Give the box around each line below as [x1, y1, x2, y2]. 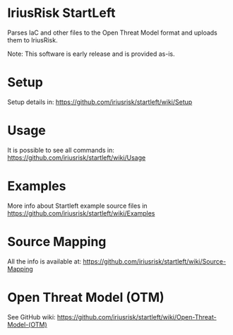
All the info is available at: [7, 257, 82, 266]
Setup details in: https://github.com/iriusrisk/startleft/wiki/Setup [7, 98, 193, 106]
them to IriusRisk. [7, 35, 58, 44]
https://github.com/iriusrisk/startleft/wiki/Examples [7, 208, 155, 217]
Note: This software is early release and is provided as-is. [7, 49, 175, 58]
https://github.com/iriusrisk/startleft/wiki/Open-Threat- [56, 312, 217, 321]
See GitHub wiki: [7, 312, 56, 321]
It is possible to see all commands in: [7, 146, 115, 154]
